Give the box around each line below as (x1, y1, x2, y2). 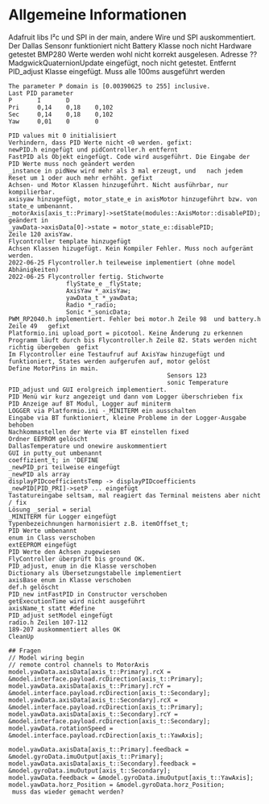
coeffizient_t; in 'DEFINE (8, 456, 99, 464)
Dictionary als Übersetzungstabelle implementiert (8, 569, 182, 577)
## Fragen (8, 647, 42, 655)
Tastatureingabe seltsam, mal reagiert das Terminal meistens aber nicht (8, 491, 262, 499)
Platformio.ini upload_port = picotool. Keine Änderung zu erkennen (8, 329, 243, 337)
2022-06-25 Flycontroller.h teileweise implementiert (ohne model (8, 258, 236, 267)
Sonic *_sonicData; (65, 308, 131, 316)
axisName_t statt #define (8, 604, 95, 612)
